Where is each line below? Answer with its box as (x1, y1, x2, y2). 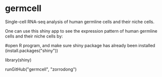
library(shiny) (5, 57, 32, 63)
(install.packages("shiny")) (5, 48, 59, 53)
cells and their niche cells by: (5, 33, 63, 39)
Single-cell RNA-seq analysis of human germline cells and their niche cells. (5, 19, 155, 25)
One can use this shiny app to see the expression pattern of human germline (5, 28, 158, 34)
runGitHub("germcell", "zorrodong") (5, 66, 77, 72)
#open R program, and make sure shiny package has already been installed (5, 42, 156, 48)
